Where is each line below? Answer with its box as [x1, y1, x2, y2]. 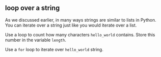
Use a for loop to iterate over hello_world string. [5, 46, 104, 52]
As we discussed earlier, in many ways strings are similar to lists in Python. [5, 17, 156, 23]
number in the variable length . [5, 37, 66, 43]
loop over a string [5, 4, 60, 12]
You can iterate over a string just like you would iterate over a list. [5, 22, 137, 28]
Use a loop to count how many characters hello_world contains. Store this [5, 31, 156, 37]
